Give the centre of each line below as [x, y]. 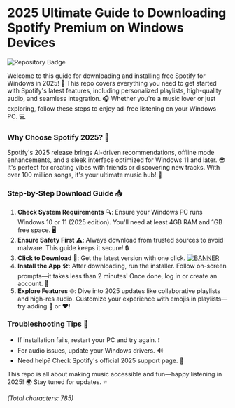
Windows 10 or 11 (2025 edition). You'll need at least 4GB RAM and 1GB [120, 222]
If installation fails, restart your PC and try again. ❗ [89, 340]
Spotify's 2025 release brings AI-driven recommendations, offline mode [111, 153]
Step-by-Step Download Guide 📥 [65, 193]
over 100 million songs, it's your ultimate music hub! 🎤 [85, 175]
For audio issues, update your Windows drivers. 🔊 [90, 350]
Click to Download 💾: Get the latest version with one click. [101, 258]
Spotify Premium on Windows [95, 28]
